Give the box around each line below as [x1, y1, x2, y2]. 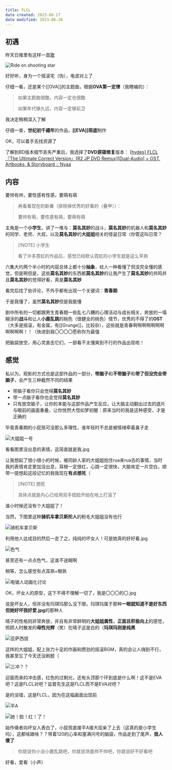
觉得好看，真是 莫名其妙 [32, 277, 82, 283]
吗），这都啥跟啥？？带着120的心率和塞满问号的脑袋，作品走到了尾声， [5, 730, 155, 737]
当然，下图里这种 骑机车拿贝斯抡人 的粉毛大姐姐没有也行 [5, 514, 122, 520]
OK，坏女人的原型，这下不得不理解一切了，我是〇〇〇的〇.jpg [5, 589, 137, 596]
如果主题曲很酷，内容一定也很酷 [17, 94, 85, 101]
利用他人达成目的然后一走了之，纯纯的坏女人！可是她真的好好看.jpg [5, 535, 148, 541]
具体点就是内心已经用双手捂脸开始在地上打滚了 [17, 491, 117, 498]
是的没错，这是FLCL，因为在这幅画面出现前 [5, 692, 97, 698]
